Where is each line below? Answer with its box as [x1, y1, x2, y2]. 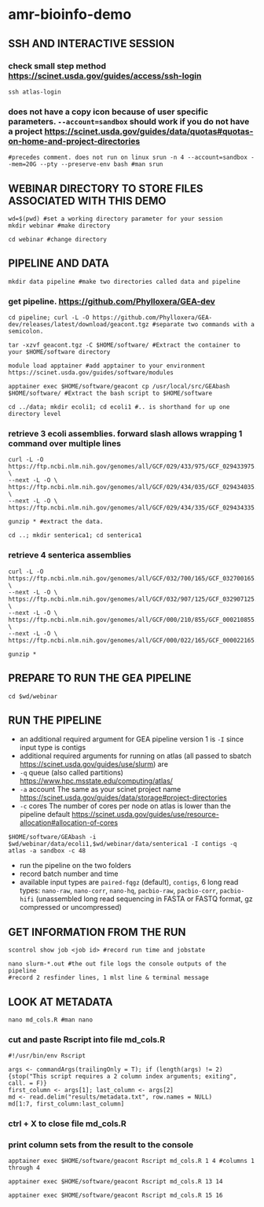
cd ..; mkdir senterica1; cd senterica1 [8, 532, 143, 539]
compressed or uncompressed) [19, 903, 122, 912]
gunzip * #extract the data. [8, 517, 104, 526]
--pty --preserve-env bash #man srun [39, 160, 163, 168]
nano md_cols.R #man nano [8, 1016, 93, 1024]
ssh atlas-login [8, 88, 61, 96]
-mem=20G [8, 160, 37, 168]
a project [8, 126, 43, 137]
